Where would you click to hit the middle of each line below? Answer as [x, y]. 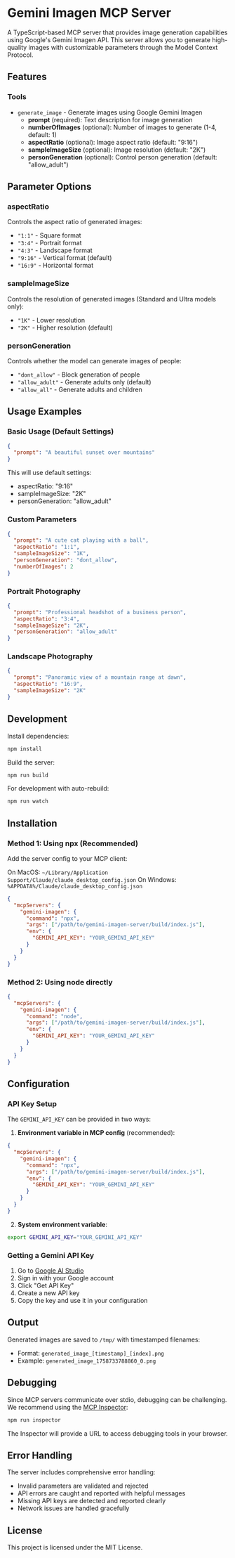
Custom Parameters [42, 519]
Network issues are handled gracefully [73, 1508]
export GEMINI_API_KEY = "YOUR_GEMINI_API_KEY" [75, 1237]
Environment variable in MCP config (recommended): [96, 1133]
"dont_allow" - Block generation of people [79, 375]
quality [17, 47]
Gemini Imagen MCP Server [89, 13]
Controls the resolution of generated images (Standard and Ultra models [112, 299]
